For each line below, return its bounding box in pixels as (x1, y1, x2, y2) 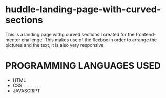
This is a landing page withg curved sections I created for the (5, 31, 135, 37)
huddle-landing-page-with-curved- (5, 4, 161, 15)
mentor (5, 37, 20, 43)
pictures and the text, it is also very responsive (5, 42, 104, 48)
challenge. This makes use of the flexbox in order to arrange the (21, 37, 157, 43)
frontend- (135, 31, 156, 37)
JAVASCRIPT (12, 88, 40, 94)
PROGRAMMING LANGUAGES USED (5, 60, 161, 72)
